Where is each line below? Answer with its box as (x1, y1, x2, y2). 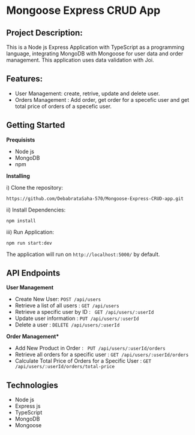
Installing (6, 172, 30, 180)
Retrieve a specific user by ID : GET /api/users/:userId (14, 308, 154, 316)
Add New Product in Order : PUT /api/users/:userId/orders (14, 345, 166, 352)
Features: (6, 74, 43, 84)
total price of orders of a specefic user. (14, 102, 112, 110)
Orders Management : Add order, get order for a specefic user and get (14, 96, 190, 103)
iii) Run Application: (6, 228, 54, 236)
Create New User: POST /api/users (14, 296, 101, 303)
